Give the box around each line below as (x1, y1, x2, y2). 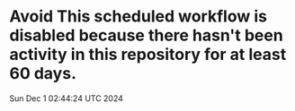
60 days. (9, 64, 77, 84)
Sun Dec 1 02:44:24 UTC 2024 (9, 92, 124, 104)
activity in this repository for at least (9, 45, 287, 64)
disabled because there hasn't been (9, 25, 283, 46)
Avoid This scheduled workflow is (9, 6, 268, 27)
